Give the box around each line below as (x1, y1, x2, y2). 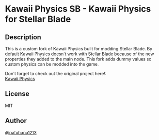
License (5, 90, 30, 98)
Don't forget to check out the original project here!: (5, 71, 107, 76)
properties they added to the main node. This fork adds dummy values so (5, 56, 152, 62)
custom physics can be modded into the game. (5, 62, 99, 67)
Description (5, 33, 41, 41)
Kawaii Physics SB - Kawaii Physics (5, 3, 151, 15)
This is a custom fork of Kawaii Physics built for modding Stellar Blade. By (5, 46, 153, 51)
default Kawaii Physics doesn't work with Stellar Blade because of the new (5, 51, 154, 57)
